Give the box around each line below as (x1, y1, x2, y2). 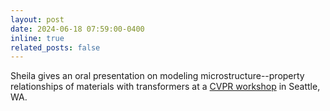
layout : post (10, 14, 65, 25)
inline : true (10, 33, 65, 43)
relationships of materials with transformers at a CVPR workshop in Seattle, (10, 81, 321, 93)
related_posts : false (10, 42, 101, 53)
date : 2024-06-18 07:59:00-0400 (10, 24, 145, 34)
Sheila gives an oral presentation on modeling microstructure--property (10, 70, 305, 82)
